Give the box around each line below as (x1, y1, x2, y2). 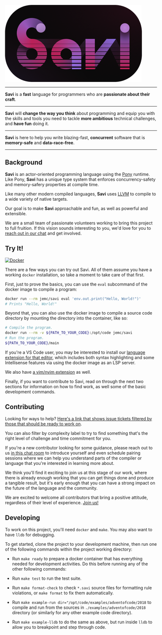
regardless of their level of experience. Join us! (5, 499, 99, 506)
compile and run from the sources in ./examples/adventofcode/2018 (12, 604, 146, 610)
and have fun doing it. (5, 121, 49, 127)
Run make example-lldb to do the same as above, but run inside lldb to (12, 619, 153, 625)
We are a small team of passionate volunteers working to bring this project (5, 220, 153, 226)
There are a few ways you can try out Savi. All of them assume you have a (5, 267, 152, 272)
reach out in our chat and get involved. (5, 230, 82, 236)
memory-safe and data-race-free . (5, 140, 75, 145)
